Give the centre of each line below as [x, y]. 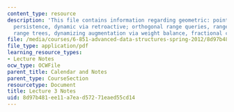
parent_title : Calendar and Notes [57, 72]
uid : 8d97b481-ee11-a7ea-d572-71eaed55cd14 [71, 98]
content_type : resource [42, 14]
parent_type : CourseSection [48, 78]
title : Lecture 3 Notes [42, 91]
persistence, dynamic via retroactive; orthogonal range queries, [112, 26]
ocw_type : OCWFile [34, 65]
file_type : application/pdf [48, 46]
